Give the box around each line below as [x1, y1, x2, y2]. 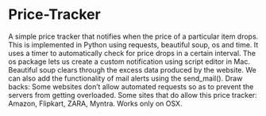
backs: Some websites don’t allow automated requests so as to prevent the [8, 81, 254, 92]
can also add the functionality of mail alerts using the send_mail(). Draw [8, 73, 243, 83]
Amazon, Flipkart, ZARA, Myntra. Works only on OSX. [8, 99, 183, 108]
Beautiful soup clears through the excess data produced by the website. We [8, 65, 256, 74]
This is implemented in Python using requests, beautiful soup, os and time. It [8, 39, 259, 49]
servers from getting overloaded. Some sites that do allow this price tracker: [8, 90, 258, 99]
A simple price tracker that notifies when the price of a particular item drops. [8, 32, 259, 41]
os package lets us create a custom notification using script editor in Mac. [8, 57, 250, 66]
